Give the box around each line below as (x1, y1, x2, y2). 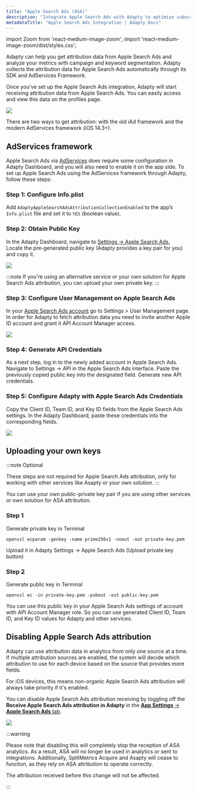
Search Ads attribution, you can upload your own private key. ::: (6, 279, 160, 286)
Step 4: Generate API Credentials (6, 345, 103, 353)
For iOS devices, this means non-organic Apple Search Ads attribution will (6, 677, 185, 685)
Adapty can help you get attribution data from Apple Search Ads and (6, 53, 172, 61)
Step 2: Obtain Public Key (6, 224, 80, 233)
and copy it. (6, 250, 35, 257)
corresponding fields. (6, 418, 58, 425)
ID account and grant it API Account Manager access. (6, 320, 136, 327)
